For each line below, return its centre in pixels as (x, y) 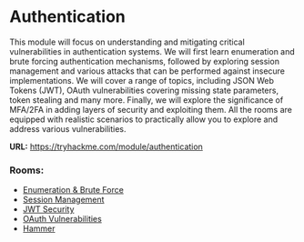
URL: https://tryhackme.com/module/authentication (106, 146)
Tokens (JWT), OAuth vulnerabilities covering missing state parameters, (144, 90)
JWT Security (48, 209)
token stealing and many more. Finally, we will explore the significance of (147, 100)
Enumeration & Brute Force (73, 190)
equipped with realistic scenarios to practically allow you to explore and (144, 119)
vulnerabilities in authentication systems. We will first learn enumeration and (152, 51)
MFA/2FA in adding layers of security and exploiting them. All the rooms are (151, 109)
